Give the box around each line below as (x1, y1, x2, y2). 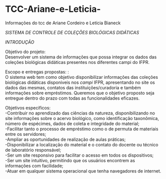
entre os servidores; (5, 131, 46, 137)
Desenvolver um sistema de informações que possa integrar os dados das (5, 54, 157, 60)
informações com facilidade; (5, 163, 63, 169)
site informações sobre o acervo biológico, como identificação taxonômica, (5, 115, 160, 121)
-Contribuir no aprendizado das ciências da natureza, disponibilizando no (5, 110, 155, 116)
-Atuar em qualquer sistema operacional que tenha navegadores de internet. (5, 168, 162, 174)
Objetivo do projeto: (5, 49, 46, 55)
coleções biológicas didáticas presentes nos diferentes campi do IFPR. (5, 59, 150, 65)
